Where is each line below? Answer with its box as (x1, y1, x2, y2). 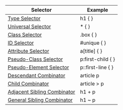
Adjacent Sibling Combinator (8, 88, 75, 95)
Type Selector (8, 15, 41, 22)
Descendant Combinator (8, 72, 66, 79)
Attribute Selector (8, 48, 49, 54)
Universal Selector (8, 23, 51, 30)
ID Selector (8, 40, 34, 46)
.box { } (80, 31, 97, 38)
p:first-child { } (80, 56, 115, 62)
